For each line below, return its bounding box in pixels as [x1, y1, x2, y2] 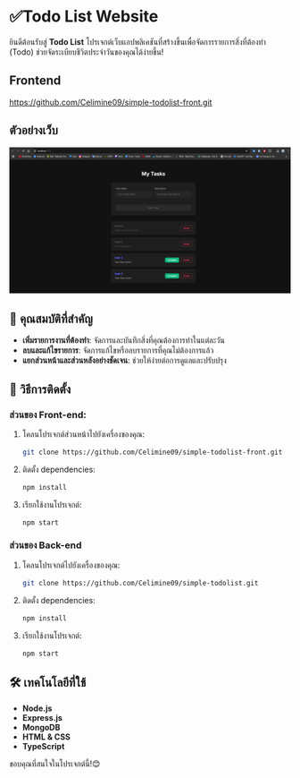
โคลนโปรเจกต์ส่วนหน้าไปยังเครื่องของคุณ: [21, 428, 146, 440]
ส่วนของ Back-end [9, 539, 82, 551]
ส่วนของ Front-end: [9, 408, 87, 421]
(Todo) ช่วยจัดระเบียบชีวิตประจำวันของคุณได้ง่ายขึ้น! [9, 47, 164, 57]
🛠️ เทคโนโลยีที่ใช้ [9, 674, 87, 690]
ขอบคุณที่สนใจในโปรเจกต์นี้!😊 [9, 758, 101, 769]
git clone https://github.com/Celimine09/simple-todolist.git [21, 578, 259, 587]
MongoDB [21, 722, 61, 733]
